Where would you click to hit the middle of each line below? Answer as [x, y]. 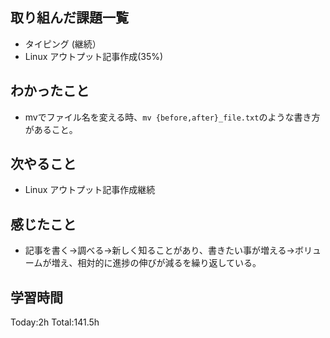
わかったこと [50, 91]
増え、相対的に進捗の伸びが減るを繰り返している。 [156, 263]
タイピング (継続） [63, 44]
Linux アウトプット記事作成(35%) [94, 56]
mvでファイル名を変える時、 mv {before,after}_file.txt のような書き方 [172, 117]
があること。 [51, 129]
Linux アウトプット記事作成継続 [90, 190]
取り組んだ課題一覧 [69, 18]
